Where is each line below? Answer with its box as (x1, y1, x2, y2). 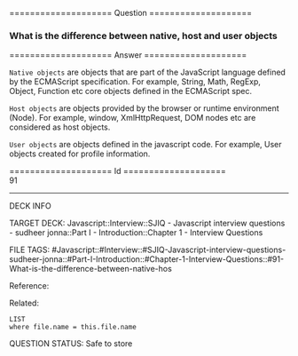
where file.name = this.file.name (9, 323, 137, 332)
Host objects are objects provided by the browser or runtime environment (9, 103, 279, 114)
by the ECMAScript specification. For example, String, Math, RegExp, (9, 76, 262, 87)
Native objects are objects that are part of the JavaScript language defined (9, 67, 286, 78)
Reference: (9, 281, 50, 291)
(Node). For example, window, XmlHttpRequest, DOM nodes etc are (9, 113, 256, 123)
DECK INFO (9, 201, 51, 211)
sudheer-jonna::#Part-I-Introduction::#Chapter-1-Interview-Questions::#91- (9, 254, 285, 265)
